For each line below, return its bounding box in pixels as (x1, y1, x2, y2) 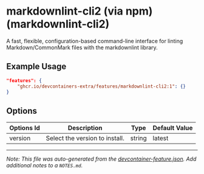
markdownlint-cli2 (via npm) (6, 4, 153, 18)
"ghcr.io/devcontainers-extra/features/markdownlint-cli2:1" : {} (17, 83, 186, 89)
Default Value (152, 124, 193, 132)
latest (152, 134, 169, 142)
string (130, 134, 147, 142)
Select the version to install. (46, 134, 124, 142)
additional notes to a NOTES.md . (6, 162, 83, 169)
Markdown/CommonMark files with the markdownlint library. (6, 44, 158, 51)
